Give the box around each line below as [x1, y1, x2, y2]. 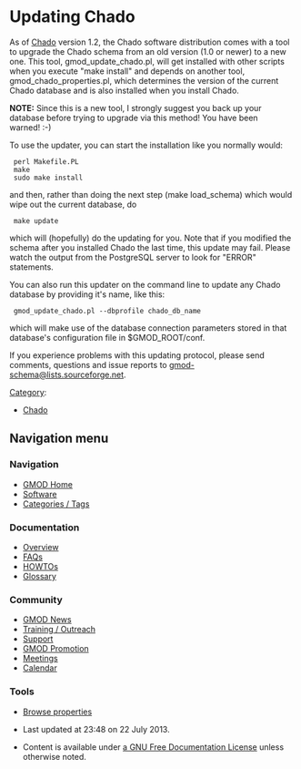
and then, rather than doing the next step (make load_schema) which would [9, 189, 293, 200]
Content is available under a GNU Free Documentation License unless [22, 741, 285, 753]
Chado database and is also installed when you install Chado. [9, 85, 239, 96]
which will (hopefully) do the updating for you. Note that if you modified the [9, 232, 292, 243]
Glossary [22, 570, 57, 581]
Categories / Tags [22, 498, 90, 509]
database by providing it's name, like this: [9, 289, 166, 300]
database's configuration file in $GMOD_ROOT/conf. [9, 332, 206, 343]
